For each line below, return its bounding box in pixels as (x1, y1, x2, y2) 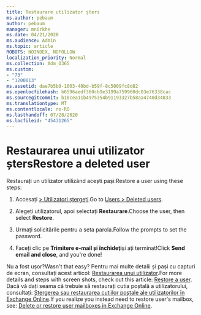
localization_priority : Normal (6, 55, 86, 61)
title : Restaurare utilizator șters (6, 9, 100, 15)
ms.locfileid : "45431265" (6, 117, 72, 123)
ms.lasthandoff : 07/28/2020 (6, 112, 78, 118)
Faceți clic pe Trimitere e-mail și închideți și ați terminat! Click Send (15, 244, 185, 252)
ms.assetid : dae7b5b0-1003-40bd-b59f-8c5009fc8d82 (6, 84, 138, 90)
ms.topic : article (6, 44, 53, 50)
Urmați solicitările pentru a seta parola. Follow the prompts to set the (15, 226, 187, 233)
